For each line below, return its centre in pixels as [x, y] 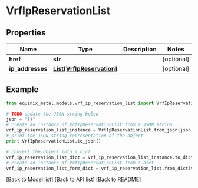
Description [140, 49]
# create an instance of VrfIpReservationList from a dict [80, 163]
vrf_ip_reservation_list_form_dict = [52, 168]
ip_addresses [28, 69]
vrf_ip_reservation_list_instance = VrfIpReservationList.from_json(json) [100, 130]
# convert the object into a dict [49, 151]
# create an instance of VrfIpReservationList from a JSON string [89, 125]
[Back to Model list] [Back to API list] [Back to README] [74, 179]
